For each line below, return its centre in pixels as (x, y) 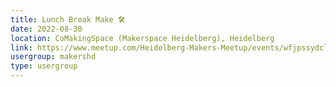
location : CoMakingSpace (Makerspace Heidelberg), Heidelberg (142, 38)
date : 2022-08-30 (46, 29)
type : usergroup (44, 66)
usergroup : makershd (53, 57)
